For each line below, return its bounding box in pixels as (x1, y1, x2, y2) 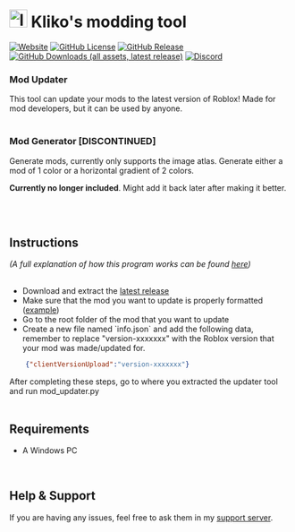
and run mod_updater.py (9, 386, 100, 397)
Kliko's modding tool (30, 12, 188, 32)
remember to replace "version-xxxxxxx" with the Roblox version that (21, 333, 274, 344)
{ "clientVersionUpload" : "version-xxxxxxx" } (25, 360, 190, 369)
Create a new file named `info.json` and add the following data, (21, 323, 254, 335)
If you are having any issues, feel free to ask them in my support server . (9, 511, 274, 523)
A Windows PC (21, 445, 78, 456)
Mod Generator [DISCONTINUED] (9, 135, 156, 148)
